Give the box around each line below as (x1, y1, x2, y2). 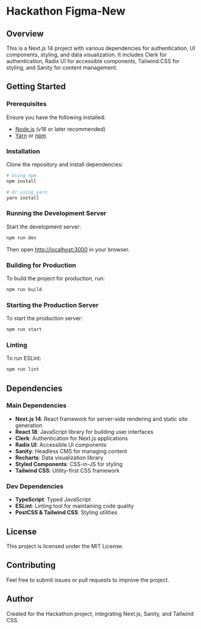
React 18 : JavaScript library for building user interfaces (15, 428, 154, 435)
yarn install (6, 194, 39, 201)
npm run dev (6, 235, 36, 241)
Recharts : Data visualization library (15, 454, 104, 461)
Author (6, 594, 33, 604)
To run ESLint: (6, 354, 41, 362)
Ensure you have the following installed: (6, 114, 106, 121)
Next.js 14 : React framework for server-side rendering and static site (15, 415, 188, 422)
